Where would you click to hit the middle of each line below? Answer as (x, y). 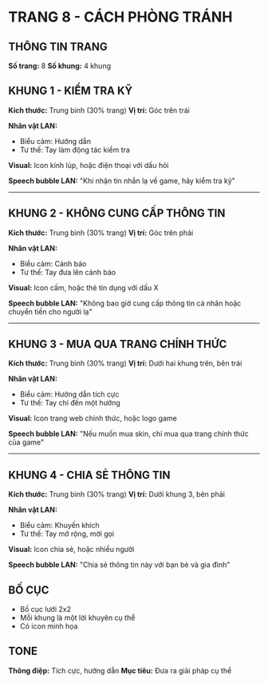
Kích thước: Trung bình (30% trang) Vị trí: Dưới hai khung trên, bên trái (125, 363)
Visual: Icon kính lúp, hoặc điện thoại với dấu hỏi (89, 165)
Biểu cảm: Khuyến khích (59, 525)
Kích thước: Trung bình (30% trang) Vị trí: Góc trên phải (101, 233)
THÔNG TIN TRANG (58, 47)
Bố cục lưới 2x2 (45, 609)
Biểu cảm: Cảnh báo (53, 263)
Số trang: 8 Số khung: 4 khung (60, 66)
